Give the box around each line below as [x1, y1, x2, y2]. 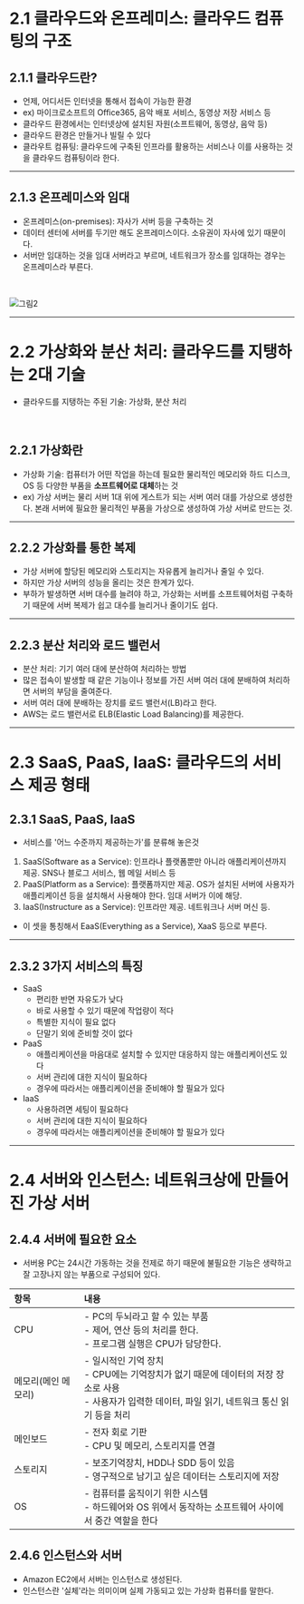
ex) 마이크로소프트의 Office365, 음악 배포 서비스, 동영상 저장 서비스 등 [22, 107, 271, 118]
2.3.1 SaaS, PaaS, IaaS [9, 811, 136, 826]
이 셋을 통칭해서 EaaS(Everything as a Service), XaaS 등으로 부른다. [22, 921, 268, 932]
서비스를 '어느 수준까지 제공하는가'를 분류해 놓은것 [22, 836, 200, 848]
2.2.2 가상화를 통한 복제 [9, 540, 137, 555]
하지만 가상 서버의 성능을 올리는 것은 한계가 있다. [22, 577, 195, 588]
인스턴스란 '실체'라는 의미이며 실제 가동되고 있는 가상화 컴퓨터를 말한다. [22, 1585, 274, 1596]
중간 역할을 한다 [94, 1514, 158, 1527]
